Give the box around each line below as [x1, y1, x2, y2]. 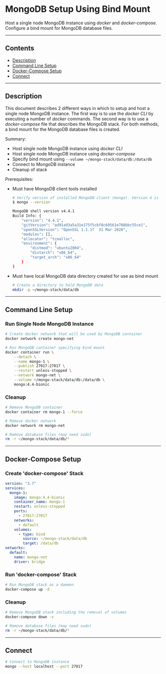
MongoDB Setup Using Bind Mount [5, 3, 151, 15]
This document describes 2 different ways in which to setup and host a [5, 105, 150, 111]
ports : [14, 509, 28, 514]
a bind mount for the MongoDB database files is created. [5, 126, 121, 132]
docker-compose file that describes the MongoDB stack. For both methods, [5, 121, 159, 127]
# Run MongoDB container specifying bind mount [5, 345, 105, 350]
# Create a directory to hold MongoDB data [12, 282, 104, 288]
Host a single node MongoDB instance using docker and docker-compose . [5, 20, 157, 26]
